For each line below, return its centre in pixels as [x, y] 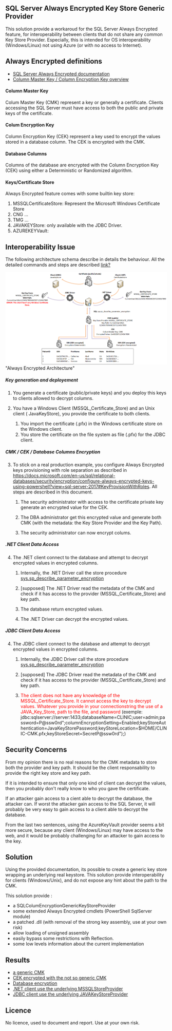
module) [22, 917]
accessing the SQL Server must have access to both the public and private [84, 108]
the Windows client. [41, 429]
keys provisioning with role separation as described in [70, 470]
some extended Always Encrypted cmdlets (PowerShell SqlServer [82, 911]
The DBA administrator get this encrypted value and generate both [91, 517]
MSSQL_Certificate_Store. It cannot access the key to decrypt [86, 701]
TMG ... [21, 220]
